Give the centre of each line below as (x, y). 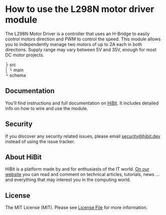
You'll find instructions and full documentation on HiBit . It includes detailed (82, 103)
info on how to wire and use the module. (47, 108)
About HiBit (23, 157)
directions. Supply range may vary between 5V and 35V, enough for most (81, 49)
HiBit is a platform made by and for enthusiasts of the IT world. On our (77, 169)
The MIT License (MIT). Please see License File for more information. (76, 207)
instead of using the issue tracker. (40, 141)
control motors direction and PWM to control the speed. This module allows (83, 39)
